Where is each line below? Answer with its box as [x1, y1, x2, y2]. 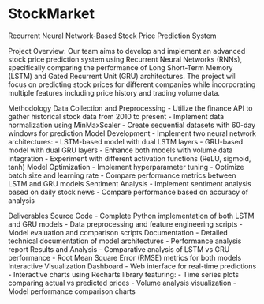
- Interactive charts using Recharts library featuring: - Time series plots [8, 269, 239, 279]
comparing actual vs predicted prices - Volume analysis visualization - [8, 278, 236, 287]
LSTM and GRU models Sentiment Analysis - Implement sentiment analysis [8, 178, 252, 188]
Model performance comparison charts [8, 286, 136, 296]
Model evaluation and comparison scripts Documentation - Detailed [8, 227, 229, 237]
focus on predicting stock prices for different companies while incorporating [8, 80, 256, 89]
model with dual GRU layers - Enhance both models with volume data [8, 145, 233, 155]
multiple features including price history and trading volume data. [8, 88, 221, 97]
